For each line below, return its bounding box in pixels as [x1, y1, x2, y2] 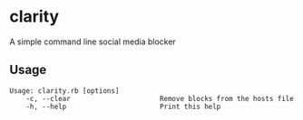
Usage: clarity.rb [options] [9, 86, 120, 96]
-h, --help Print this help [25, 102, 221, 111]
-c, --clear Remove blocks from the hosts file [25, 94, 295, 103]
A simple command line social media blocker [9, 36, 177, 47]
